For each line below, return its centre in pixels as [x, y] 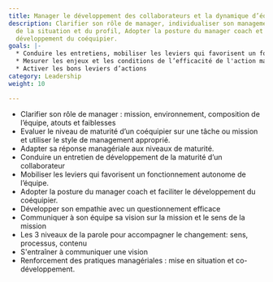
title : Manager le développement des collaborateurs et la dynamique [129, 16]
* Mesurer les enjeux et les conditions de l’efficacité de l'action [136, 62]
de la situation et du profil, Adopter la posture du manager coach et [140, 31]
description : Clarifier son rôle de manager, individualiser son [121, 23]
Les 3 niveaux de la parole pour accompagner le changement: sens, [134, 234]
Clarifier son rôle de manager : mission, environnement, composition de [140, 113]
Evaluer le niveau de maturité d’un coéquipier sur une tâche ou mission [139, 131]
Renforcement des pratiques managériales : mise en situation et [127, 260]
